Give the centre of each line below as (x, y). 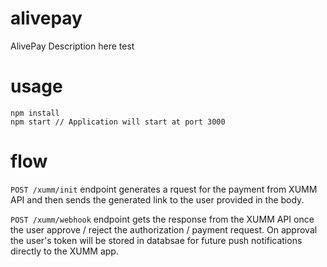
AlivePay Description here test (72, 46)
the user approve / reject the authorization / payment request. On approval (164, 229)
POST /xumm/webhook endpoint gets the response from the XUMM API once (162, 219)
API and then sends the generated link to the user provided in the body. (157, 199)
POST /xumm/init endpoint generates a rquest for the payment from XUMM (164, 189)
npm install (35, 113)
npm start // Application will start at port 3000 (118, 122)
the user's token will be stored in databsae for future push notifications (156, 240)
